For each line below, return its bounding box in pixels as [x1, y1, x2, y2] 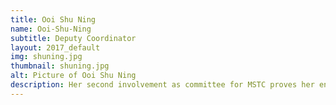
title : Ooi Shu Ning [10, 14, 97, 25]
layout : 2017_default [10, 42, 101, 53]
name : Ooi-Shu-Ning [10, 24, 92, 34]
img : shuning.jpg [10, 52, 83, 62]
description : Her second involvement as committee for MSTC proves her [10, 80, 315, 90]
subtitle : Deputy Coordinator [10, 33, 137, 43]
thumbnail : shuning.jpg [10, 61, 110, 71]
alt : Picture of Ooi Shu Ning [10, 71, 137, 81]
